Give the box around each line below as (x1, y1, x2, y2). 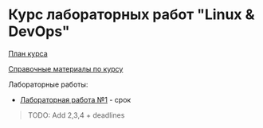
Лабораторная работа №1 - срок (19, 95, 131, 104)
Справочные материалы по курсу (8, 64, 124, 73)
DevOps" (8, 22, 70, 41)
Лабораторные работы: (8, 80, 88, 89)
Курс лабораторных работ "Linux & (8, 6, 255, 24)
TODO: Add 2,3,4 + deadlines (27, 110, 125, 120)
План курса (8, 48, 48, 58)
